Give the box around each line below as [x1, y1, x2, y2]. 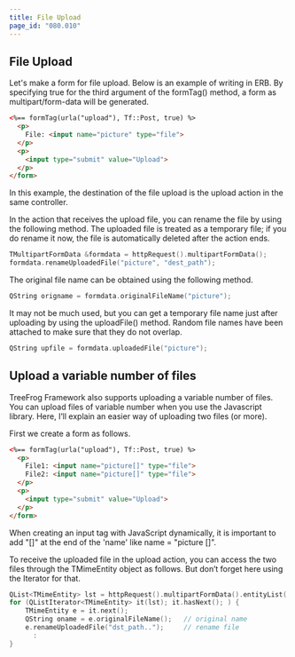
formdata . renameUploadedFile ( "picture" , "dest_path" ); [9, 258, 216, 267]
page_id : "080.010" [9, 21, 82, 30]
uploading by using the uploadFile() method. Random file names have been [9, 317, 283, 328]
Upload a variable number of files [9, 368, 197, 384]
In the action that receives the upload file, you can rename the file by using [9, 214, 282, 225]
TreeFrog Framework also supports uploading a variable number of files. [9, 392, 274, 402]
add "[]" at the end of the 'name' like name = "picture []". [9, 536, 217, 547]
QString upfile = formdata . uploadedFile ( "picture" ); [9, 344, 208, 352]
